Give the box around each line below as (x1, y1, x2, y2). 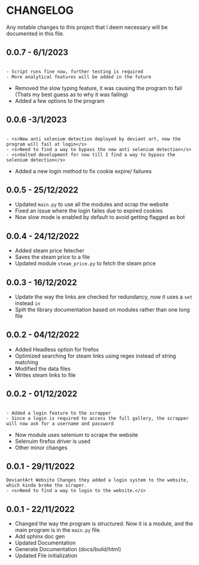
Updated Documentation (14, 539, 76, 546)
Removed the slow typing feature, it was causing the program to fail (14, 84, 182, 91)
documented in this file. (6, 29, 65, 37)
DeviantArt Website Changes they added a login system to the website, (6, 477, 189, 483)
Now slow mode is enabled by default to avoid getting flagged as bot (14, 214, 185, 221)
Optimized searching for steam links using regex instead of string (14, 352, 176, 359)
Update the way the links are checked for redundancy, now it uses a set (14, 293, 193, 300)
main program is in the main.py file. (14, 526, 101, 534)
